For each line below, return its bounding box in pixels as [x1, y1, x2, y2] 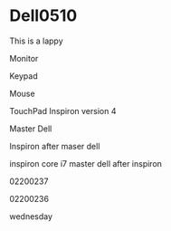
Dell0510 [9, 5, 78, 26]
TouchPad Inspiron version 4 [9, 105, 117, 116]
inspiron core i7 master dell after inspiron [9, 158, 163, 168]
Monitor [9, 53, 39, 63]
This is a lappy [9, 35, 63, 46]
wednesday [9, 210, 52, 222]
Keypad [9, 70, 38, 82]
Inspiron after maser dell [9, 140, 100, 151]
